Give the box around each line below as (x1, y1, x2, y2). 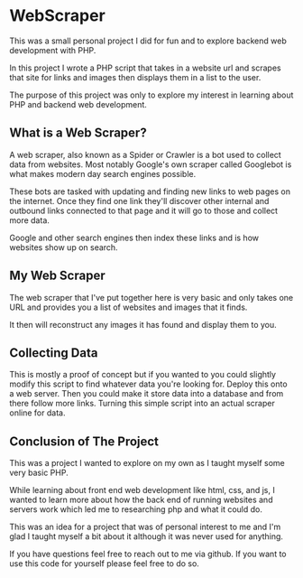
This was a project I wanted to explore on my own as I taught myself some (9, 458, 286, 469)
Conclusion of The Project (9, 433, 160, 449)
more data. (9, 214, 50, 226)
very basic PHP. (9, 467, 69, 479)
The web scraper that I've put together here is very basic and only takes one (9, 292, 294, 303)
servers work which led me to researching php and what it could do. (9, 504, 263, 515)
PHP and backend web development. (9, 98, 147, 109)
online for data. (9, 407, 66, 418)
